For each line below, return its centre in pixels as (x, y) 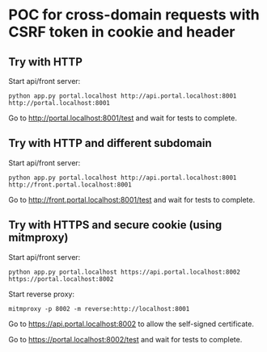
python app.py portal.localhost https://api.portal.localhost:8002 (125, 272)
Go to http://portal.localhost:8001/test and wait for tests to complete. (123, 118)
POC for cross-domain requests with (134, 15)
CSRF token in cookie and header (122, 32)
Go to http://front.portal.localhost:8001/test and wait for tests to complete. (132, 199)
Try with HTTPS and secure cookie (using (115, 225)
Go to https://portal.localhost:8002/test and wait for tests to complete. (125, 339)
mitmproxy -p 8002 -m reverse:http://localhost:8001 (99, 308)
